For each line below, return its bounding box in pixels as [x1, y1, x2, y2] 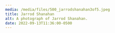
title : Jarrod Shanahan [5, 12, 55, 16]
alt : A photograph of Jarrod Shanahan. [5, 16, 88, 21]
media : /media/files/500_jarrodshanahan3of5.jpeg [5, 7, 111, 12]
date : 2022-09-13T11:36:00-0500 [5, 20, 72, 26]
